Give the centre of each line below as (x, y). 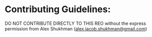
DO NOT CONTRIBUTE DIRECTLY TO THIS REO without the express (75, 23)
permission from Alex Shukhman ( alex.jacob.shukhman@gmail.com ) (76, 28)
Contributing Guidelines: (58, 9)
